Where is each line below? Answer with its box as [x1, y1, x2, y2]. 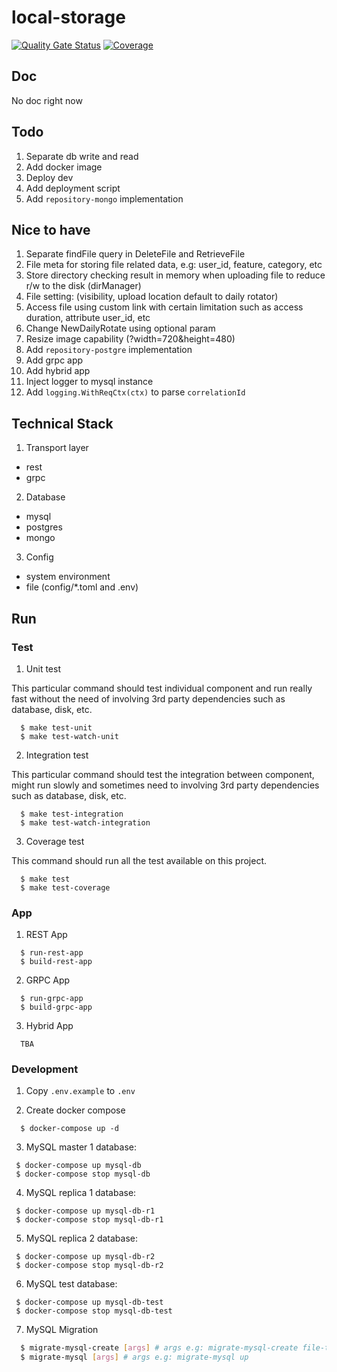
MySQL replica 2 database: [25, 1232, 138, 1245]
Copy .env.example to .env [25, 1085, 136, 1097]
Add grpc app [25, 354, 84, 366]
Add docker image [25, 161, 103, 173]
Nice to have [11, 221, 91, 238]
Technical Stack [11, 415, 114, 432]
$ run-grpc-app [20, 994, 84, 1004]
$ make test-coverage [20, 882, 111, 893]
